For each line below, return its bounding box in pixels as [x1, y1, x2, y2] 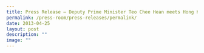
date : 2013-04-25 [6, 20, 50, 26]
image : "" [6, 37, 32, 43]
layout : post [6, 26, 39, 32]
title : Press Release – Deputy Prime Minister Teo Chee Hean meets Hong [6, 9, 194, 15]
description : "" [6, 32, 47, 38]
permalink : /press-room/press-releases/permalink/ [6, 15, 137, 21]
